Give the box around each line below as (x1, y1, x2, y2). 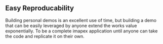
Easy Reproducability (5, 4, 74, 12)
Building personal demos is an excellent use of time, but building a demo (5, 17, 157, 23)
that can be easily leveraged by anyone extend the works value (5, 22, 137, 28)
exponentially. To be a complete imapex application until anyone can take (5, 27, 158, 34)
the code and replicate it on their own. (5, 33, 85, 39)
